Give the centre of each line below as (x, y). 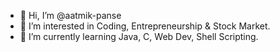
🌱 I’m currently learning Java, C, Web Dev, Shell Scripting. (139, 36)
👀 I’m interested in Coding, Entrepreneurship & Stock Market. (145, 26)
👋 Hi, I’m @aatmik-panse (70, 15)
